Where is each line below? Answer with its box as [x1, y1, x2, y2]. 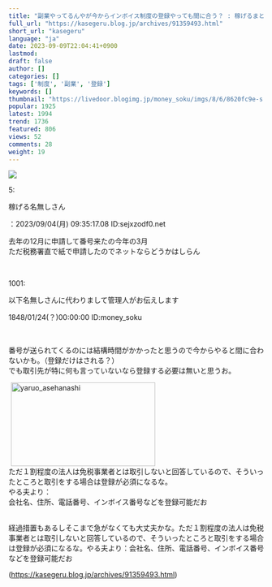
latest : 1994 [8, 110, 53, 119]
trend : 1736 [8, 118, 49, 126]
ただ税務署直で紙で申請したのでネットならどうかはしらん [8, 247, 201, 257]
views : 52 [8, 132, 42, 140]
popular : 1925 [8, 102, 57, 110]
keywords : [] [8, 87, 53, 96]
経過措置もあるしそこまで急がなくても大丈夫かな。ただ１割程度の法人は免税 [8, 523, 264, 533]
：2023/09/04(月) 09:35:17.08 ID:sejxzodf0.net [8, 219, 166, 229]
